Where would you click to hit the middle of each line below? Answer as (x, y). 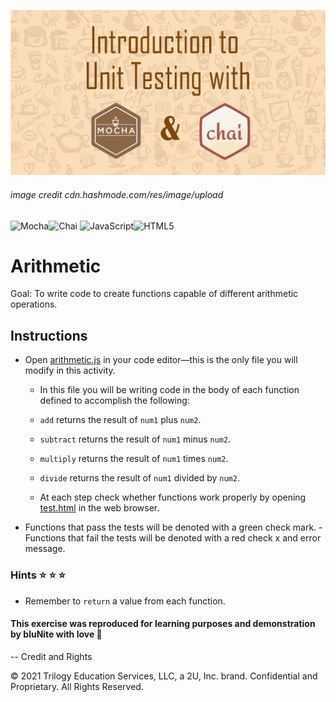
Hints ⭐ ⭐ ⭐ (38, 575)
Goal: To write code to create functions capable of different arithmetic (154, 294)
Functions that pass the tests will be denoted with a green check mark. (170, 527)
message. (45, 549)
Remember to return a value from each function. (125, 601)
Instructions (49, 335)
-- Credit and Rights (51, 656)
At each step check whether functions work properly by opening (173, 497)
